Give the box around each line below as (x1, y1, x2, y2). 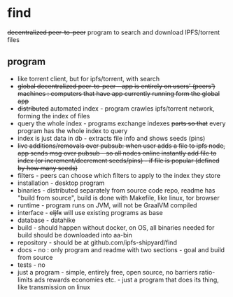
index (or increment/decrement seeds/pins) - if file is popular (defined (17, 156, 220, 165)
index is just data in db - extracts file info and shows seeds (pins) (17, 134, 206, 142)
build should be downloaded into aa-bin (17, 230, 133, 239)
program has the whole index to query (17, 126, 128, 134)
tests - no (17, 261, 45, 269)
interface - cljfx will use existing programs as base (17, 208, 163, 216)
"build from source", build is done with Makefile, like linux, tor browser (17, 193, 220, 202)
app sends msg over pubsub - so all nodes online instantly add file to (17, 148, 217, 157)
